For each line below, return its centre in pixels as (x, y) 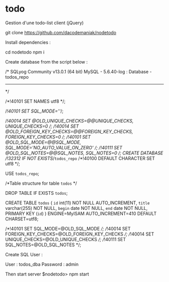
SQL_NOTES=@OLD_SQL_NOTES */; (43, 245)
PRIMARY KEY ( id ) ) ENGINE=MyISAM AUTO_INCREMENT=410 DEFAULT (81, 213)
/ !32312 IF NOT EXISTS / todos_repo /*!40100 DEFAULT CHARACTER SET (80, 158)
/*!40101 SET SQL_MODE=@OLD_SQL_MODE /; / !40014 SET (68, 229)
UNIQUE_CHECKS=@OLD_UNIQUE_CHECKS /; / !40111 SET (66, 239)
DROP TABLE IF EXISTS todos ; (36, 193)
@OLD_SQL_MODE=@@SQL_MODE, (43, 142)
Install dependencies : (28, 42)
